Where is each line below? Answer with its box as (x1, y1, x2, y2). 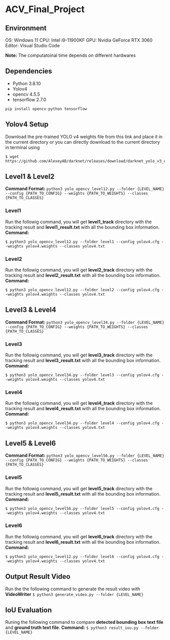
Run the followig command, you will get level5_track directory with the (5, 485, 153, 492)
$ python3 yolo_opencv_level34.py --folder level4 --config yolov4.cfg (5, 421, 159, 426)
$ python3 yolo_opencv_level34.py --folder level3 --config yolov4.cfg (5, 373, 159, 378)
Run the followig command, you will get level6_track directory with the (5, 533, 153, 540)
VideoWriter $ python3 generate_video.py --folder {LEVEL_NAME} (5, 591, 144, 597)
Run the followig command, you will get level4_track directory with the (5, 400, 153, 406)
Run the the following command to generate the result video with (5, 586, 141, 592)
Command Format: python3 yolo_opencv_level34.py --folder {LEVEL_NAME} (5, 319, 164, 325)
